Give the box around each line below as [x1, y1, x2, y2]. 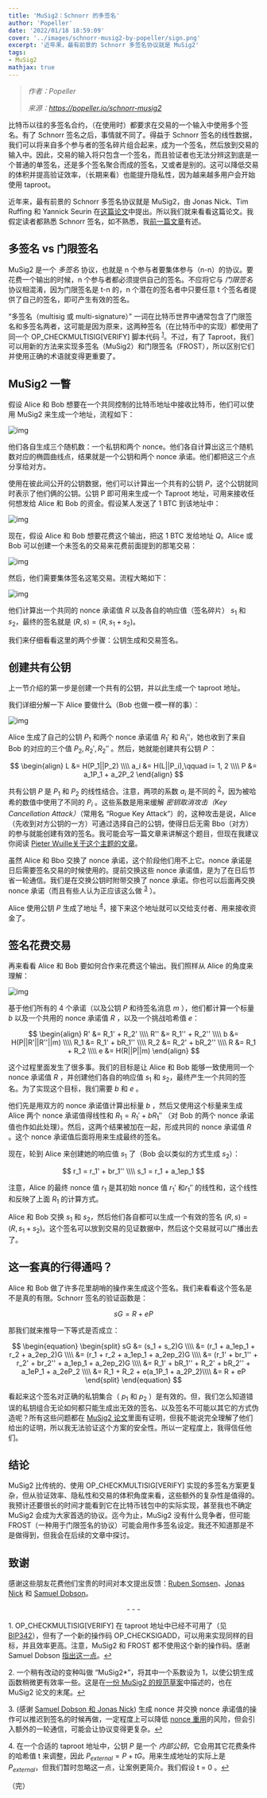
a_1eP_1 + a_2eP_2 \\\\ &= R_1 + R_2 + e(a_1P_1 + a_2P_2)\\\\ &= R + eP [21, 1366, 246, 1376]
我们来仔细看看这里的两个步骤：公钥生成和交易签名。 [8, 635, 183, 644]
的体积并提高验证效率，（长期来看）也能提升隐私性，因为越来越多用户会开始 [8, 169, 256, 179]
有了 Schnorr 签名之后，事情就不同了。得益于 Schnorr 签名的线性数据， [21, 130, 257, 139]
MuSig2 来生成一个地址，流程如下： [17, 410, 135, 419]
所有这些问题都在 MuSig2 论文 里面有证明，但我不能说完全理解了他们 [29, 1413, 253, 1422]
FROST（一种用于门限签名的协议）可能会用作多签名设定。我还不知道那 [8, 1520, 240, 1530]
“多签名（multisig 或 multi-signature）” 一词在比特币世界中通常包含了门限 [8, 311, 246, 321]
